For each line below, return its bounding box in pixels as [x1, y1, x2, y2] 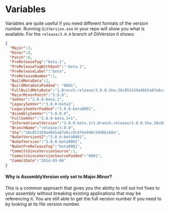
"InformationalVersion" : [10, 120, 62, 126]
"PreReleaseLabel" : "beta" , [10, 69, 66, 74]
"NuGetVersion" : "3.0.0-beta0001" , [10, 139, 82, 144]
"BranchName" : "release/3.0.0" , [10, 125, 75, 130]
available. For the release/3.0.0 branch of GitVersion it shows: [5, 31, 135, 37]
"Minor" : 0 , [10, 50, 33, 55]
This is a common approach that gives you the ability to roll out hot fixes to [5, 185, 160, 191]
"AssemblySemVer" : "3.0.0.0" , [10, 111, 71, 117]
